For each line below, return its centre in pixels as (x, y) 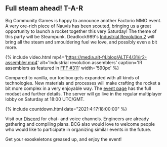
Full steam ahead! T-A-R (44, 8)
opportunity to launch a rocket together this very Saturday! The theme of (81, 31)
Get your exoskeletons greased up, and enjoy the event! (64, 139)
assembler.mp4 (22, 62)
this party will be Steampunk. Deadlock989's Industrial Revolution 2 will (80, 36)
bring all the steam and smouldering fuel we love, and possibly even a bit (81, 42)
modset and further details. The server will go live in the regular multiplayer (83, 93)
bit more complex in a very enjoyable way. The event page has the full (78, 88)
